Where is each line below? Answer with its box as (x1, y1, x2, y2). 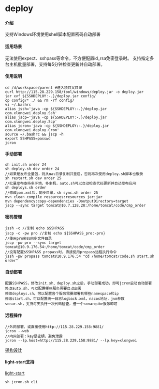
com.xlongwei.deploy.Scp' (5, 119, 57, 124)
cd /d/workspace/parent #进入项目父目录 (5, 85, 83, 90)
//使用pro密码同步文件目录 (5, 236, 52, 241)
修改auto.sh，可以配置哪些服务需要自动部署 (5, 286, 82, 291)
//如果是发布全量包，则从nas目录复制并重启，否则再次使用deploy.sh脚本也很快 (5, 171, 144, 176)
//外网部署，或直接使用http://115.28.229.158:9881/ (5, 324, 104, 329)
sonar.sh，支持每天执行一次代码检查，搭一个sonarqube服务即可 (5, 301, 117, 307)
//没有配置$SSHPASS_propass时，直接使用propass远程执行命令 (5, 250, 117, 255)
